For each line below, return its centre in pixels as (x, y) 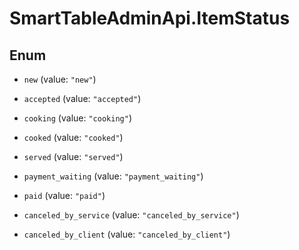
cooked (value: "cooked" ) (73, 137)
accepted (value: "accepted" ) (82, 98)
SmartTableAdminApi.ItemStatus (150, 18)
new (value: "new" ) (60, 79)
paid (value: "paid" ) (64, 195)
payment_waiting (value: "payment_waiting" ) (113, 176)
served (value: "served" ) (73, 156)
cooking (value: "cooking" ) (77, 118)
